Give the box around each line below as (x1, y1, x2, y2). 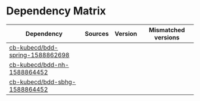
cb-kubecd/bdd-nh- (9, 60, 70, 69)
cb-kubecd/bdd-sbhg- (9, 78, 76, 86)
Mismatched (148, 26, 186, 34)
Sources (85, 29, 109, 38)
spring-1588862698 (9, 51, 70, 59)
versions (154, 33, 180, 41)
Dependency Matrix (6, 4, 106, 18)
